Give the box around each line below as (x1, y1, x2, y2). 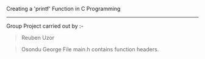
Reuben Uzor (21, 34, 55, 41)
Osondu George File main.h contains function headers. (21, 46, 159, 53)
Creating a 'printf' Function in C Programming (6, 5, 121, 12)
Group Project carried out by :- (6, 22, 84, 29)
